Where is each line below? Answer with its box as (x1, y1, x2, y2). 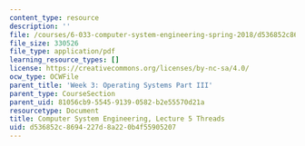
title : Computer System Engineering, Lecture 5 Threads (9, 114, 225, 123)
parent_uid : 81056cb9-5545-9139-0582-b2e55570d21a (9, 97, 205, 107)
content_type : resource (9, 13, 100, 23)
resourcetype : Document (9, 106, 100, 115)
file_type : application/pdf (9, 47, 116, 56)
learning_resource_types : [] (9, 55, 120, 64)
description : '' (9, 22, 71, 31)
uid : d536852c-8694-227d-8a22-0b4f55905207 (9, 123, 177, 132)
